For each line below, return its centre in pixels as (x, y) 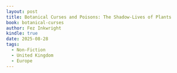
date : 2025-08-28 (27, 39)
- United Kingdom (33, 55)
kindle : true (22, 34)
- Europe (22, 61)
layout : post (22, 11)
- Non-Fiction (28, 50)
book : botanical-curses (35, 22)
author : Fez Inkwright (34, 28)
